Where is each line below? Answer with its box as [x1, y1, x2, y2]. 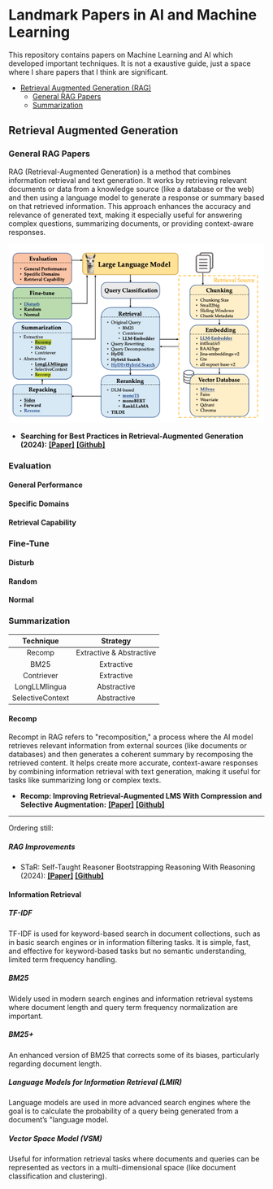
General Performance [8, 480, 83, 490]
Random [8, 576, 38, 586]
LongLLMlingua [15, 682, 67, 692]
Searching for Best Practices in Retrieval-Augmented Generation [19, 431, 244, 441]
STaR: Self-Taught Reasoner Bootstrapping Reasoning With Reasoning [19, 862, 256, 872]
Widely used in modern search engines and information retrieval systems [8, 994, 253, 1004]
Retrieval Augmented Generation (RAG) [19, 83, 152, 93]
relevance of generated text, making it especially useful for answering [8, 210, 242, 220]
